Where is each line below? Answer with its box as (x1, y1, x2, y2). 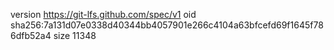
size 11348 (53, 30, 97, 41)
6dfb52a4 (10, 30, 52, 41)
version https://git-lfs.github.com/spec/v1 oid (10, 9, 197, 20)
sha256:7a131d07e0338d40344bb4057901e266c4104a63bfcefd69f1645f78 (10, 19, 324, 31)
